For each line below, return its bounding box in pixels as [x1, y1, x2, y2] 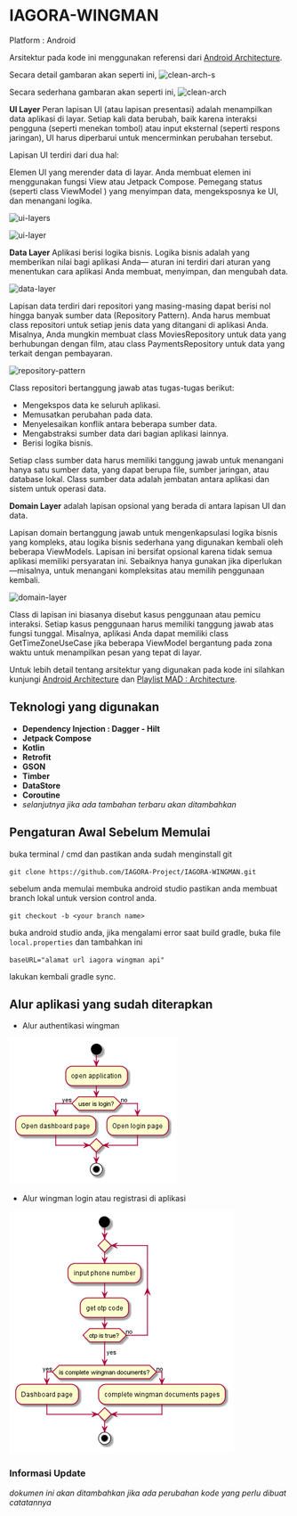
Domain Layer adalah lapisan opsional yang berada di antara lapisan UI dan [9, 500, 286, 511]
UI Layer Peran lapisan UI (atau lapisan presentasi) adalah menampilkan [9, 103, 273, 114]
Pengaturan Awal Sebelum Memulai [9, 825, 211, 840]
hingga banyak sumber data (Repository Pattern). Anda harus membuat [9, 309, 271, 321]
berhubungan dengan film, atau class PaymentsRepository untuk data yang [9, 338, 285, 348]
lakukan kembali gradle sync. [9, 971, 116, 981]
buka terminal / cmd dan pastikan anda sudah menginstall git [9, 848, 233, 859]
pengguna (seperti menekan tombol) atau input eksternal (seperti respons [9, 122, 280, 134]
